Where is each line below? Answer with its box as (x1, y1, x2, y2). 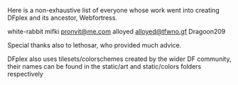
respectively (7, 70, 44, 78)
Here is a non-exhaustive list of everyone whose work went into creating (7, 6, 220, 14)
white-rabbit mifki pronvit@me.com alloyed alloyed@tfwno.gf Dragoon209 (7, 28, 226, 35)
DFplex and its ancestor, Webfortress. (7, 13, 118, 22)
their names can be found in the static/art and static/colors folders (7, 62, 202, 70)
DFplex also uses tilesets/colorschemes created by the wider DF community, (7, 55, 232, 63)
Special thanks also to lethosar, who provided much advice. (7, 41, 182, 49)
